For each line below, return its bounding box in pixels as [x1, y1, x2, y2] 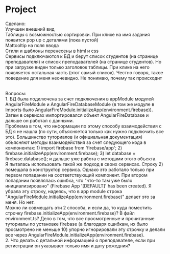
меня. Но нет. [5, 199, 35, 205]
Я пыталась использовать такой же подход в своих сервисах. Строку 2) [5, 161, 163, 167]
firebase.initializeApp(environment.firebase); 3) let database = [5, 150, 136, 156]
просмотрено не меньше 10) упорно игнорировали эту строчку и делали [5, 226, 165, 232]
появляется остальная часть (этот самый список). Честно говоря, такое [5, 69, 163, 75]
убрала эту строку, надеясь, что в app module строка [5, 188, 123, 194]
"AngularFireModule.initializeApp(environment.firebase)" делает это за [5, 194, 156, 200]
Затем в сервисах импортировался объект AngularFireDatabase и [5, 112, 149, 118]
